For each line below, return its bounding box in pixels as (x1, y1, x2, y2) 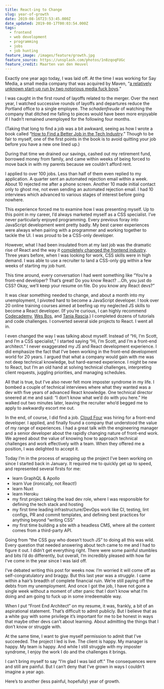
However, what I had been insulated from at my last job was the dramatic (5, 242, 151, 248)
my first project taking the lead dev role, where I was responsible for (12, 496, 150, 502)
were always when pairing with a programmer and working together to (5, 227, 147, 233)
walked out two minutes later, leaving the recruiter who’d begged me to (5, 400, 148, 406)
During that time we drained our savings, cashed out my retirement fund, (5, 151, 151, 157)
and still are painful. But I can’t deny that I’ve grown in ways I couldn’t (5, 663, 145, 670)
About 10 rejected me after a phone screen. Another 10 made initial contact (5, 181, 156, 187)
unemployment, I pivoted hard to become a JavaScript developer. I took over (5, 297, 159, 303)
